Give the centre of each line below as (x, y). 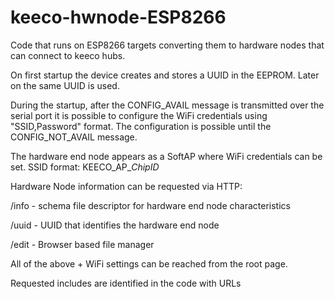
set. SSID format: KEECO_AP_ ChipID (85, 167)
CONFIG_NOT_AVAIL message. (74, 137)
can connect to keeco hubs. (68, 55)
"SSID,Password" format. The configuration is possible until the (141, 126)
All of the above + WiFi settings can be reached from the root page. (149, 263)
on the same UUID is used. (65, 85)
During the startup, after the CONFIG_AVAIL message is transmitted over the (167, 105)
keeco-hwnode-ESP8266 (118, 17)
